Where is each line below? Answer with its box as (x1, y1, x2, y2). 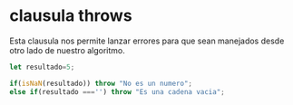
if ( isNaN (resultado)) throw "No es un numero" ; (9, 79, 193, 88)
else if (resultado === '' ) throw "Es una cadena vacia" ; (9, 87, 225, 96)
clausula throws (9, 5, 133, 26)
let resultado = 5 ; (9, 62, 75, 72)
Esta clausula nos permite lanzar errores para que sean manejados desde (9, 35, 285, 46)
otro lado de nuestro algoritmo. (9, 44, 125, 55)
